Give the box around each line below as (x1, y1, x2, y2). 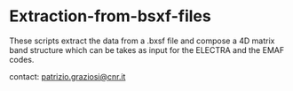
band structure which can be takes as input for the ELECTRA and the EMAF (9, 44, 285, 55)
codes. (9, 54, 35, 64)
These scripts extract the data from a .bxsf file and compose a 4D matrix (9, 35, 275, 46)
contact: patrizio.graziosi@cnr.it (9, 71, 126, 81)
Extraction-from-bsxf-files (9, 6, 211, 27)
